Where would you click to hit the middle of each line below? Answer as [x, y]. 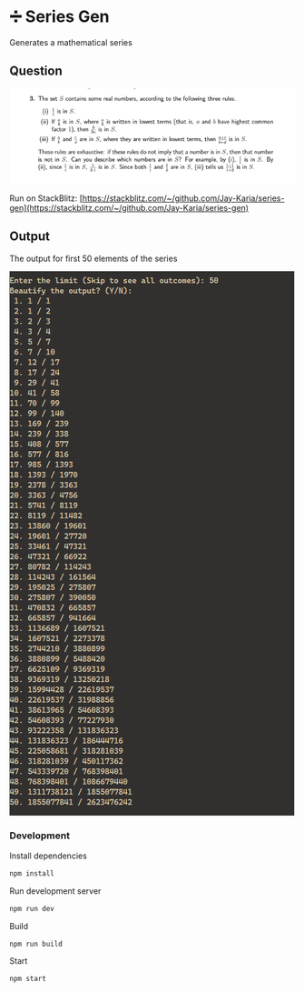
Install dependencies [49, 856]
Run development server [55, 891]
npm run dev [32, 908]
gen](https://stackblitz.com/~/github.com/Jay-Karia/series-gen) [129, 207]
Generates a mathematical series [71, 42]
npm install [32, 873]
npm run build [36, 944]
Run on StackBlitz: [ [46, 198]
